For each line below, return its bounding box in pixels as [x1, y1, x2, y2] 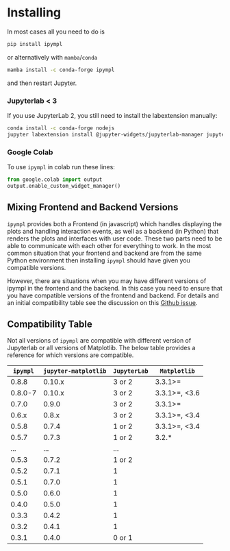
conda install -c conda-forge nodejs [7, 125, 115, 132]
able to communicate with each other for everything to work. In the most [7, 241, 212, 249]
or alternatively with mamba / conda [7, 53, 98, 61]
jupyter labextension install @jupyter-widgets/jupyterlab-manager [7, 131, 204, 138]
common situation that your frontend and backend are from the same [7, 249, 202, 257]
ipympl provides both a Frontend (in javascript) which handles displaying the [7, 219, 222, 228]
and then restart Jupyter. [7, 79, 77, 87]
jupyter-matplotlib [43, 367, 107, 375]
